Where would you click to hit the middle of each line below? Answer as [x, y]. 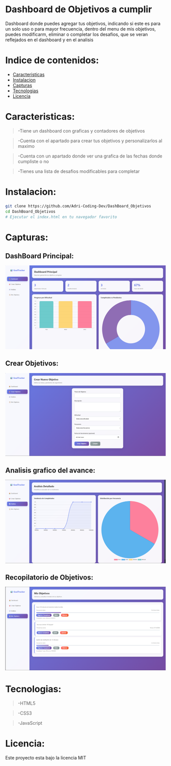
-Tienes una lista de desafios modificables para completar [79, 171]
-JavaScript [30, 723]
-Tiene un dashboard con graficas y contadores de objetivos [81, 130]
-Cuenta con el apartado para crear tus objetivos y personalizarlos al [90, 141]
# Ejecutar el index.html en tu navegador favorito [61, 217]
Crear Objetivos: [32, 364]
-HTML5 [26, 703]
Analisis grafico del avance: [50, 470]
